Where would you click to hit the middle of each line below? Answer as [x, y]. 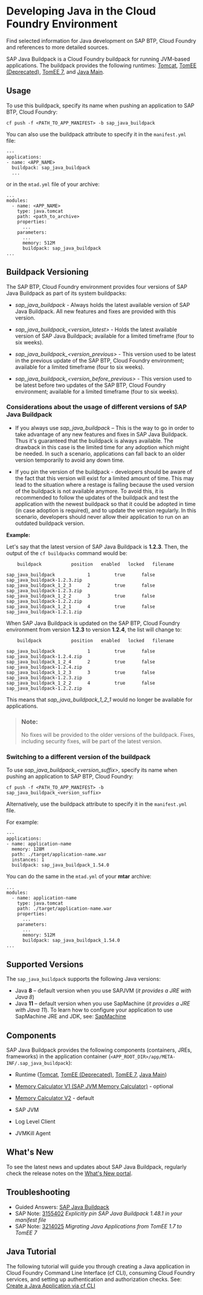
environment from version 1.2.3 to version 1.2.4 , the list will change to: [94, 629]
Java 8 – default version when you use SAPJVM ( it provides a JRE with [103, 990]
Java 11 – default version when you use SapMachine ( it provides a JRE [102, 1004]
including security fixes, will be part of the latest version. [92, 741]
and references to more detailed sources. [58, 47]
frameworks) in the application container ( [58, 1056]
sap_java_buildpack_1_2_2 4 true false [81, 683]
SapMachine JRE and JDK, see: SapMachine [70, 1017]
